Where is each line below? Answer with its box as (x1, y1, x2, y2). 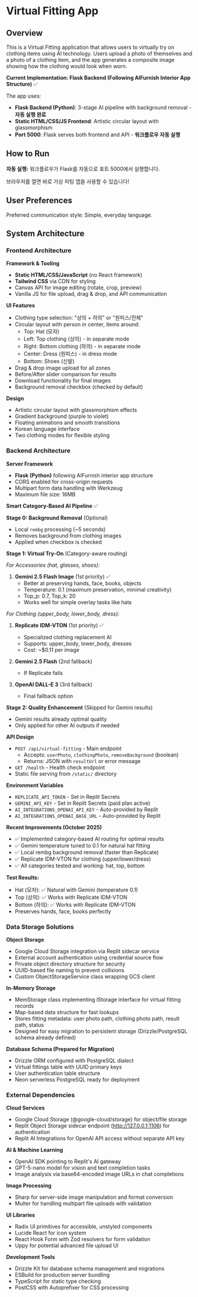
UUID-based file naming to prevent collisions (14, 966, 124, 974)
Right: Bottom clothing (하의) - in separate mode (23, 343, 141, 350)
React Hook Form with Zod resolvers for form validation (14, 1236, 151, 1243)
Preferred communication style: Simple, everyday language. (6, 211, 152, 218)
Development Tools (6, 1254, 55, 1261)
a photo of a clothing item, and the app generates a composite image (6, 57, 175, 63)
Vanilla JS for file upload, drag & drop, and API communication (14, 290, 167, 298)
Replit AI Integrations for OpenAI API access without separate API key (14, 1135, 185, 1142)
